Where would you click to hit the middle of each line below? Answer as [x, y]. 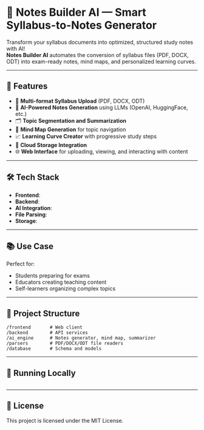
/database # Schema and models [54, 349]
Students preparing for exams [52, 276]
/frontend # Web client [45, 327]
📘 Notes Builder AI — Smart [76, 12]
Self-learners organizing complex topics [65, 288]
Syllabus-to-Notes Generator [81, 25]
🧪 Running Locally [41, 373]
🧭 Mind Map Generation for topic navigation [70, 129]
